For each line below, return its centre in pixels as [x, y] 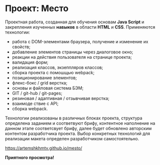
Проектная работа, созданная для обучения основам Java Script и [75, 22]
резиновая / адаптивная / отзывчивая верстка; [61, 98]
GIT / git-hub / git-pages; [37, 93]
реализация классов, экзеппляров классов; [57, 67]
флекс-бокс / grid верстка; [40, 82]
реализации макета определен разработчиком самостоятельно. [72, 138]
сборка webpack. [30, 108]
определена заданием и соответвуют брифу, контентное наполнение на [80, 123]
